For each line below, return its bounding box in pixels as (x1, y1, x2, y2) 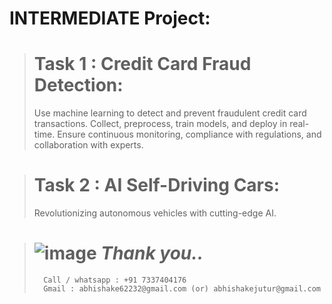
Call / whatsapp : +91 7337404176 (43, 275, 187, 285)
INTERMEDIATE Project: (9, 7, 211, 30)
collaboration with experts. (33, 139, 144, 151)
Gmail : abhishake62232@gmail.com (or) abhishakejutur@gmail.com (43, 284, 321, 294)
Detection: (33, 74, 124, 97)
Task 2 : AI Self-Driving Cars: (33, 174, 281, 197)
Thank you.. (100, 242, 204, 265)
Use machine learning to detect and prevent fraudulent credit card (33, 107, 307, 119)
